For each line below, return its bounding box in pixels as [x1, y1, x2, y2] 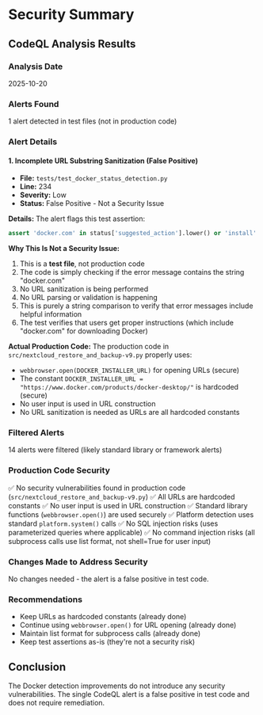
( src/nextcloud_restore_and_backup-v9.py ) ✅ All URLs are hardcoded [8, 492, 235, 501]
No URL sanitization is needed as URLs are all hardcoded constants [19, 408, 240, 417]
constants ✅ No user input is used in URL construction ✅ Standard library [8, 500, 248, 510]
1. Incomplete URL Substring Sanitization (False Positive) [8, 156, 198, 165]
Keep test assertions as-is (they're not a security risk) [19, 637, 196, 647]
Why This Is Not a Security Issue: [8, 244, 120, 253]
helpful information [19, 310, 82, 319]
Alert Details [8, 136, 58, 147]
